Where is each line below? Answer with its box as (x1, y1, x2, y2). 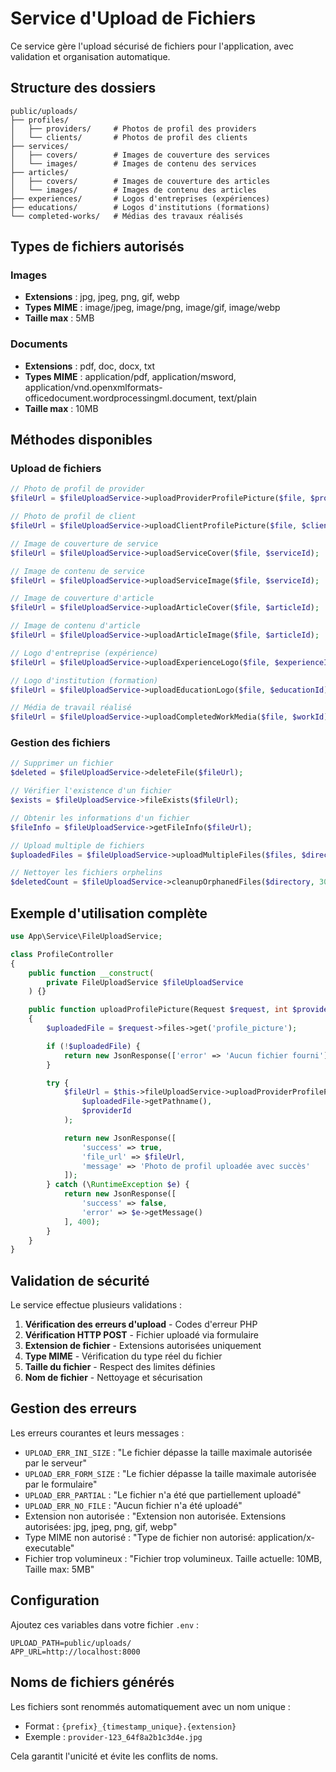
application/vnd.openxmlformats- (24, 381, 163, 393)
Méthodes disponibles (10, 432, 153, 449)
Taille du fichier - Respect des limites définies (24, 1361, 216, 1373)
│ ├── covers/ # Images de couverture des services (10, 150, 271, 160)
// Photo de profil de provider (10, 484, 145, 494)
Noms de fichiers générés (10, 1674, 175, 1691)
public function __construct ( (28, 968, 155, 978)
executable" (24, 1542, 75, 1554)
